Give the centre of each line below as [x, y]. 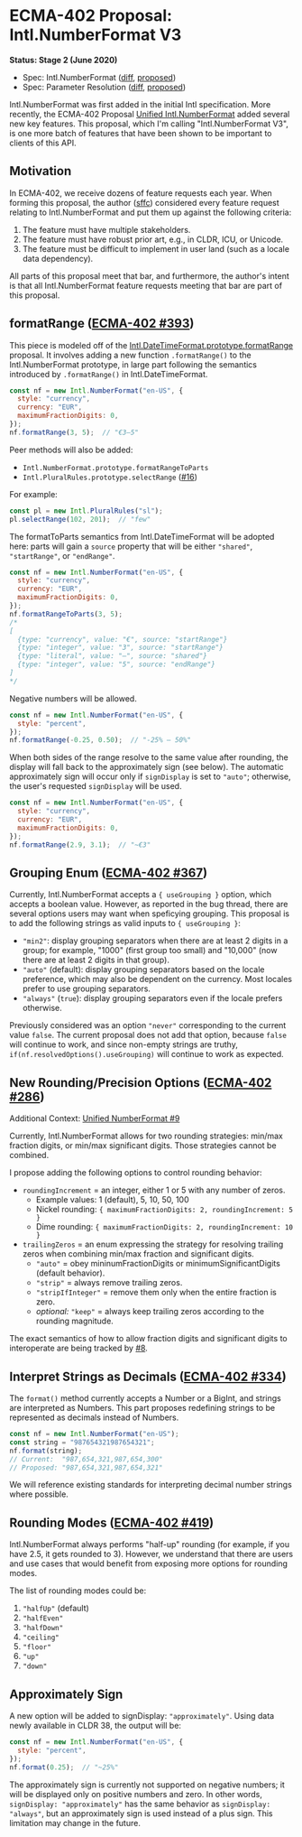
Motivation [41, 171]
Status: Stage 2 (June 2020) [64, 60]
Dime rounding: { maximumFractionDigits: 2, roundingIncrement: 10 [165, 1227]
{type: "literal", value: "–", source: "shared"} [112, 656]
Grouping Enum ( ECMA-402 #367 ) [109, 872]
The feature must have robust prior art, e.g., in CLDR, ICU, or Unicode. [153, 239]
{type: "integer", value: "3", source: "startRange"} [120, 648]
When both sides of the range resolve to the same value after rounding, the [149, 757]
